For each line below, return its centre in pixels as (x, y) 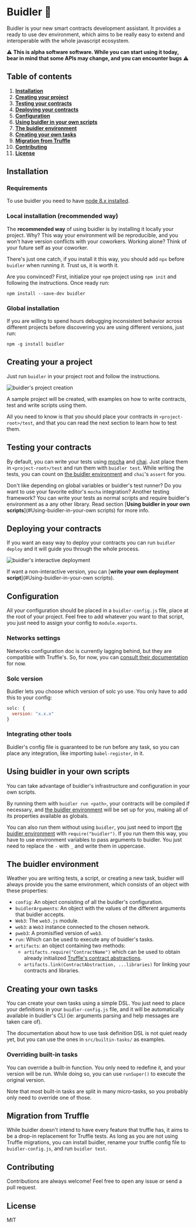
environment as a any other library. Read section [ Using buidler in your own (99, 504)
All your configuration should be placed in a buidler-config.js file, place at (98, 610)
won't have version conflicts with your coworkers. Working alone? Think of (97, 241)
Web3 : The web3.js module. (47, 921)
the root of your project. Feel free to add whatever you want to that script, (95, 617)
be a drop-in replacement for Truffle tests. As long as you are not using (92, 1136)
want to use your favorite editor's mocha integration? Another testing (88, 491)
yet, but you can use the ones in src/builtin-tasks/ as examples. (86, 1039)
